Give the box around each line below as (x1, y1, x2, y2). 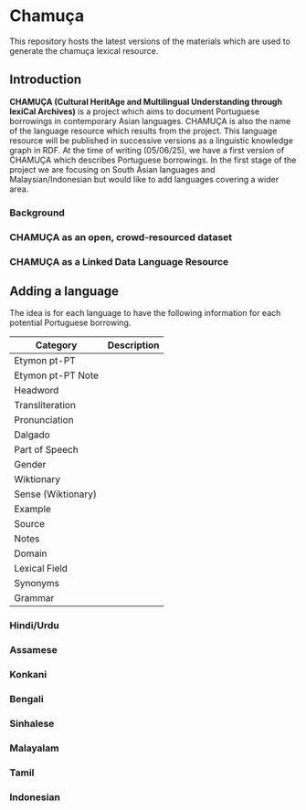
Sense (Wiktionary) (14, 488, 98, 500)
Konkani (9, 668, 47, 681)
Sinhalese (9, 717, 55, 730)
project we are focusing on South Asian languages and (9, 163, 216, 174)
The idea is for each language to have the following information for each (9, 308, 281, 319)
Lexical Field (14, 563, 69, 575)
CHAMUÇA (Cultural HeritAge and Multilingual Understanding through (9, 96, 283, 107)
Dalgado (14, 428, 50, 441)
